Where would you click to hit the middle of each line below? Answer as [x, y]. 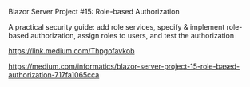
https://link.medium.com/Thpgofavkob [71, 51]
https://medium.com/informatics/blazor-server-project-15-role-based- [124, 66]
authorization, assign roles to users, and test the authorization [132, 36]
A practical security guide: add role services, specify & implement [117, 27]
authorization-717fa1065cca [54, 75]
